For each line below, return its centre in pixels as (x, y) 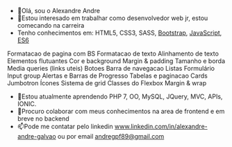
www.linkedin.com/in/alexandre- (161, 126)
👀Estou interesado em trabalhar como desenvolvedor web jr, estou (113, 18)
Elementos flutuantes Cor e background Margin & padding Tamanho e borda (116, 61)
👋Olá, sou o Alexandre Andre (59, 11)
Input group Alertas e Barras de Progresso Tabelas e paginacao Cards (108, 76)
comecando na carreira (51, 25)
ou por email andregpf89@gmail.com (111, 136)
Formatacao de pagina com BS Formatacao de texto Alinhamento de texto (113, 53)
